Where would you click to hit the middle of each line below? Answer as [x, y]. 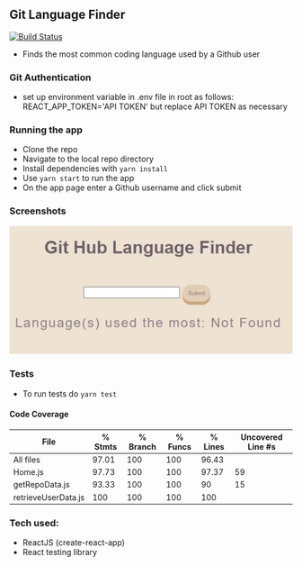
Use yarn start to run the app [78, 178]
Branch [143, 446]
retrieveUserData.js [49, 497]
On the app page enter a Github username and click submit [132, 187]
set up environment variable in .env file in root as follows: [128, 97]
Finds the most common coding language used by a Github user [141, 54]
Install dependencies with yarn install [95, 169]
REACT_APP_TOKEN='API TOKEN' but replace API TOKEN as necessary [155, 106]
